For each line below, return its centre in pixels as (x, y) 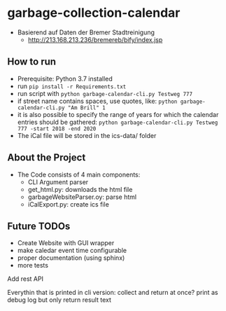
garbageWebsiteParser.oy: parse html (82, 197)
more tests (33, 265)
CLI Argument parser (58, 182)
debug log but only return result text (59, 300)
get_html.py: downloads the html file (80, 189)
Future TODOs (39, 226)
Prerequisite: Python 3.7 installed (65, 78)
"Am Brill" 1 (87, 108)
